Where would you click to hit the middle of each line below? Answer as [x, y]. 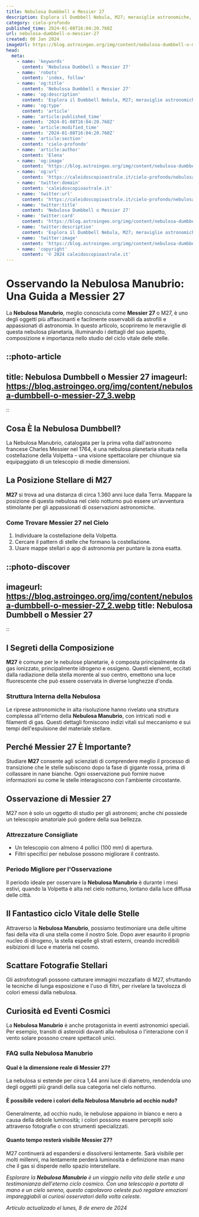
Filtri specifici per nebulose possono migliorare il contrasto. [87, 854]
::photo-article [34, 357]
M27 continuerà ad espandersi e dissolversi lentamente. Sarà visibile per [95, 1153]
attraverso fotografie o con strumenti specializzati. [68, 1126]
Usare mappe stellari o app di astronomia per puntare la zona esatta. [98, 548]
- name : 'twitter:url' [45, 194]
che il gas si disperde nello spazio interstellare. [63, 1166]
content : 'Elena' [43, 155]
